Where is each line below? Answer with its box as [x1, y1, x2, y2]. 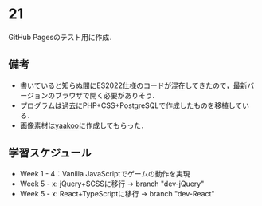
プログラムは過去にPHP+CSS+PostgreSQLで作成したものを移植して [19, 101, 243, 110]
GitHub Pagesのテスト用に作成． [8, 32, 117, 42]
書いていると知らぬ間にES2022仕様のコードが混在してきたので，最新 [19, 81, 248, 90]
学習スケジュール [8, 146, 92, 160]
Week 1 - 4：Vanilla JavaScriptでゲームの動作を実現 [19, 168, 190, 178]
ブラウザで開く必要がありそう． [54, 90, 159, 100]
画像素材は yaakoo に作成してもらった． [19, 121, 149, 130]
